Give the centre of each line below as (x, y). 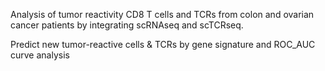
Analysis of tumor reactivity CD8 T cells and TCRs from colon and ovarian (162, 14)
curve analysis (40, 55)
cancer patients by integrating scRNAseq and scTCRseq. (127, 25)
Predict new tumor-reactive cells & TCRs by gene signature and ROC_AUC (163, 44)
